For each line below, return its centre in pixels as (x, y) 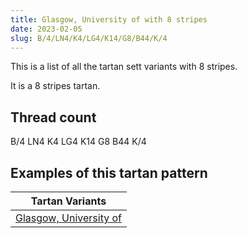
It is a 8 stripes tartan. (55, 86)
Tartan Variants (68, 201)
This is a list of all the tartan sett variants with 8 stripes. (124, 67)
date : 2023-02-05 (46, 29)
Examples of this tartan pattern (109, 172)
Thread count (53, 117)
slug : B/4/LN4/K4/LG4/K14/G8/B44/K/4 (89, 38)
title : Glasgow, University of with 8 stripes (109, 19)
